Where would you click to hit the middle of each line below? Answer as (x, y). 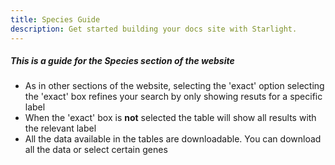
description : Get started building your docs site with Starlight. (154, 29)
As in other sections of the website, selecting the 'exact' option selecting (174, 86)
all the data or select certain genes (96, 150)
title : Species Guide (55, 19)
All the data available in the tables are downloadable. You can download (173, 139)
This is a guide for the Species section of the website (122, 61)
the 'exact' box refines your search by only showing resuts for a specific (173, 97)
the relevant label (60, 128)
